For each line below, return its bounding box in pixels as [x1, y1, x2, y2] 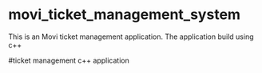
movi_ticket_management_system [8, 6, 241, 24]
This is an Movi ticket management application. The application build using [8, 32, 254, 41]
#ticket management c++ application [8, 56, 129, 65]
